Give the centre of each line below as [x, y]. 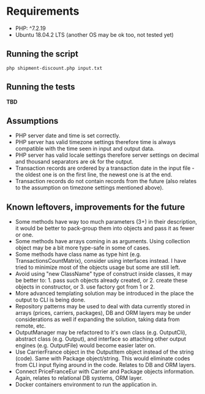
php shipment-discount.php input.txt [54, 68]
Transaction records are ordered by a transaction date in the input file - [105, 168]
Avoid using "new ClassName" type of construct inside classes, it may [104, 274]
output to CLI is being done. [50, 300]
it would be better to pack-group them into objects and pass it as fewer [105, 229]
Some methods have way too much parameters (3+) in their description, [106, 222]
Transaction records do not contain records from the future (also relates [106, 181]
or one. [24, 235]
